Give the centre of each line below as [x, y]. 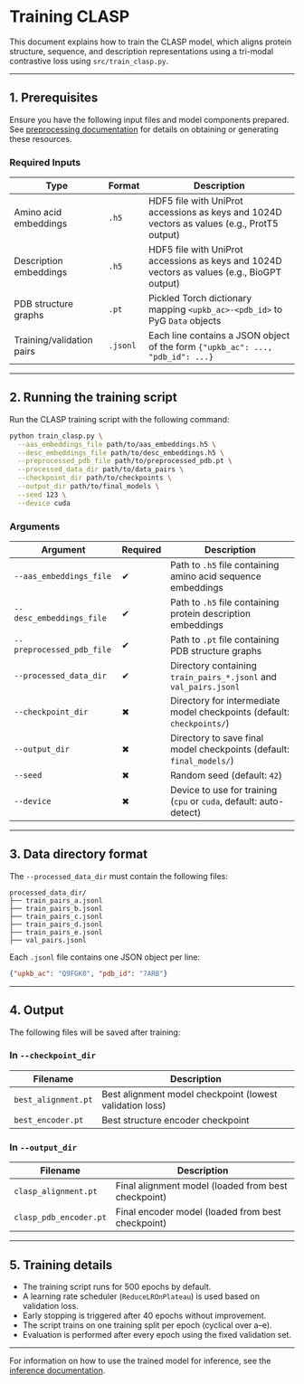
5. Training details [61, 1265]
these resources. [41, 138]
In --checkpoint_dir [53, 1056]
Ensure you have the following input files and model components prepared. [149, 119]
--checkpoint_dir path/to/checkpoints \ [95, 478]
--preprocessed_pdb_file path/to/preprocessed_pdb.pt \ [125, 461]
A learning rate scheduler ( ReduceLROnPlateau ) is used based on [141, 1296]
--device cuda [44, 503]
